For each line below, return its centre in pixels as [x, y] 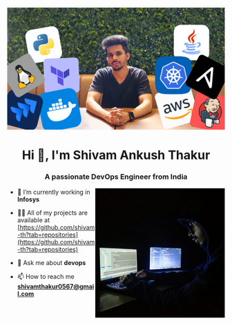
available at [33, 220]
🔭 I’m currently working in [54, 192]
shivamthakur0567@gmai [56, 286]
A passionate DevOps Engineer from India [116, 177]
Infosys [28, 199]
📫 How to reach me [46, 276]
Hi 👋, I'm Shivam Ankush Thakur [116, 155]
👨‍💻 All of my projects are [52, 213]
